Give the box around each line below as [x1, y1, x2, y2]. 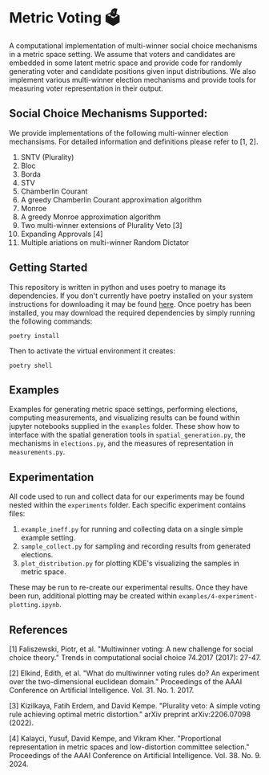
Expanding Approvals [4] [20, 229, 103, 239]
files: [9, 509, 26, 519]
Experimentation [9, 470, 94, 484]
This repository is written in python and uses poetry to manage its [9, 282, 227, 292]
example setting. [20, 533, 76, 543]
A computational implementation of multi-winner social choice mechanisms [9, 40, 258, 51]
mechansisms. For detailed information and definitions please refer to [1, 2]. [9, 137, 259, 146]
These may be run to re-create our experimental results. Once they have [9, 582, 248, 593]
